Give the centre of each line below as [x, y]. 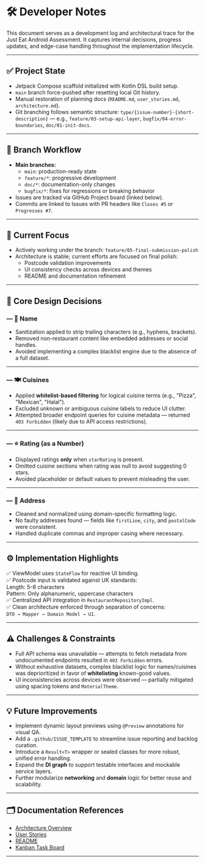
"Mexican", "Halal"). [40, 402]
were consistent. [36, 527]
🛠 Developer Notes [56, 12]
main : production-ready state [60, 171]
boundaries [29, 125]
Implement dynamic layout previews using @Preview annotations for [99, 726]
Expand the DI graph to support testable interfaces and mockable [98, 765]
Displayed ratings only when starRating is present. [80, 459]
